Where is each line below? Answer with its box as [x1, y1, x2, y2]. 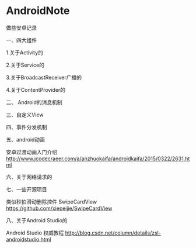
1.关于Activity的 [6, 49, 44, 56]
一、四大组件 [6, 36, 37, 43]
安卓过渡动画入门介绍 [6, 148, 57, 156]
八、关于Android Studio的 [6, 216, 68, 223]
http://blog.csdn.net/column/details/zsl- [65, 229, 162, 236]
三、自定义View [6, 111, 44, 118]
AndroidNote [6, 4, 70, 18]
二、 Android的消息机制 [6, 98, 62, 106]
